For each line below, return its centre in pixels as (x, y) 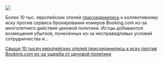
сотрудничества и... (27, 39)
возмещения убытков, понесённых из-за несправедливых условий (79, 33)
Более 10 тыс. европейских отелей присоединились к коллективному (82, 17)
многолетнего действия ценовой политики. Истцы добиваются (74, 28)
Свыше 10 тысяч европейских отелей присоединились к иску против (81, 48)
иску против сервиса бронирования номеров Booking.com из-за (76, 23)
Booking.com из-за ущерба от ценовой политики (58, 54)
